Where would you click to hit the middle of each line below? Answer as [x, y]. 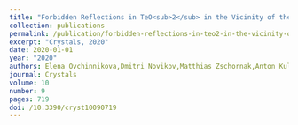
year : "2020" [33, 58]
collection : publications [57, 26]
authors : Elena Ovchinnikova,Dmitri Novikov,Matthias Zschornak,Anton [142, 67]
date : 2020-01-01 [41, 50]
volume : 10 [29, 83]
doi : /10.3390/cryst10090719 [63, 107]
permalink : [29, 33]
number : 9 [27, 91]
